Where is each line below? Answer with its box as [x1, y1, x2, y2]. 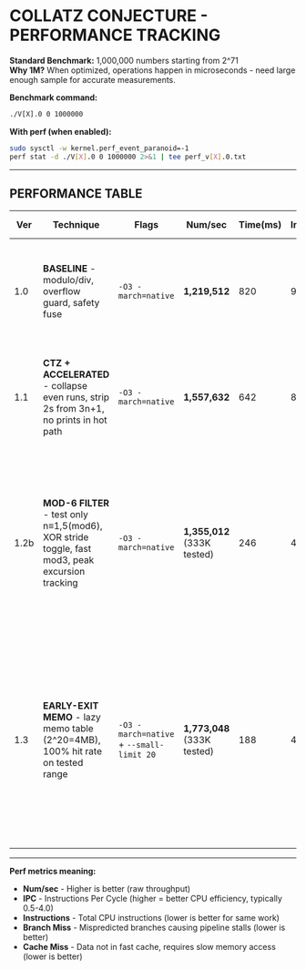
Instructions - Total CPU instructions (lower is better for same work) [22, 913, 280, 924]
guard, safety [42, 297, 100, 310]
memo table [42, 722, 94, 735]
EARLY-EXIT [42, 699, 99, 712]
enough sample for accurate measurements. [9, 74, 176, 85]
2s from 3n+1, [42, 403, 105, 415]
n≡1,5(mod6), [42, 520, 103, 533]
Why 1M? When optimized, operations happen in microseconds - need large [9, 65, 296, 76]
